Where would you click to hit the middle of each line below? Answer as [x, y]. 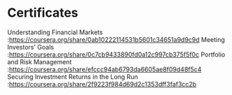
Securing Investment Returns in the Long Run [73, 76]
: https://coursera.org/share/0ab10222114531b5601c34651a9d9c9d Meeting [116, 39]
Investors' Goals [31, 47]
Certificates [43, 13]
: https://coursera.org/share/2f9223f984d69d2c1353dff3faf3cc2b [102, 84]
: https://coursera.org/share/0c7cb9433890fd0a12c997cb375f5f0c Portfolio [116, 54]
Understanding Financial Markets [55, 32]
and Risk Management [40, 61]
